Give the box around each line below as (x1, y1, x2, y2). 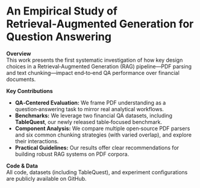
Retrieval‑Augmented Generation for (6, 17, 194, 31)
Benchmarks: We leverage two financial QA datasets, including (14, 112, 173, 119)
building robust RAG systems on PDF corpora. (14, 150, 130, 158)
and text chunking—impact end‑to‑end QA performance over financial (6, 69, 180, 76)
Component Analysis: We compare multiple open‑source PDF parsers (14, 125, 190, 132)
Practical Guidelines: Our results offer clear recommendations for (14, 144, 180, 151)
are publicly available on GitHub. (6, 175, 87, 182)
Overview (6, 50, 31, 57)
